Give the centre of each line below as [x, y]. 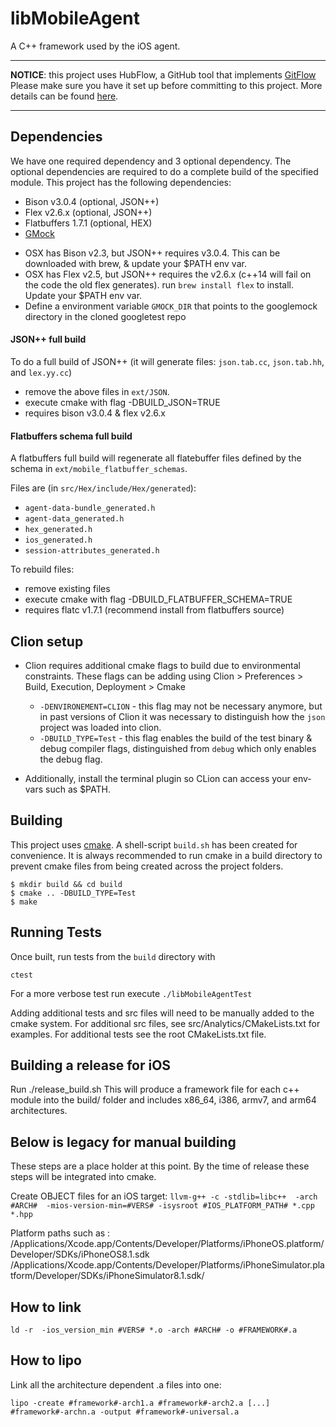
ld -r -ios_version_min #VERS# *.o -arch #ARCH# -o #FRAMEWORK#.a [154, 1330]
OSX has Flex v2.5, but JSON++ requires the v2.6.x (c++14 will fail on [168, 274]
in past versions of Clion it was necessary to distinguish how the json [182, 716]
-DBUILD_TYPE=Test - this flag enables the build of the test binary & [176, 738]
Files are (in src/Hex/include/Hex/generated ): [103, 488]
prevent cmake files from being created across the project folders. [147, 866]
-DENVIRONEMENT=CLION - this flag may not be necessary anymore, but [181, 706]
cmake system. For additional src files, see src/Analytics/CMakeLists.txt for [165, 1023]
